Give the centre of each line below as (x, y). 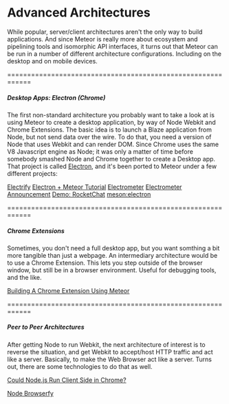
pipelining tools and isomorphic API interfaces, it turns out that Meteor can (112, 46)
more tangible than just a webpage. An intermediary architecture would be (112, 255)
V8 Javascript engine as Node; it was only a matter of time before (100, 151)
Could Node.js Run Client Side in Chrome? (67, 380)
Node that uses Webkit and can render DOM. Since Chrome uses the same (113, 144)
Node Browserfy (30, 393)
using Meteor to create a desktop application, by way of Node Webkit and (111, 122)
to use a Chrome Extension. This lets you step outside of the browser (105, 263)
